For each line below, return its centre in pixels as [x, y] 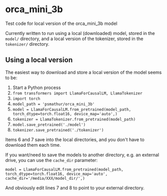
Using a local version [39, 60]
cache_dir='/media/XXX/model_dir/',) [45, 178]
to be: [11, 78]
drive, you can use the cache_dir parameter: [52, 160]
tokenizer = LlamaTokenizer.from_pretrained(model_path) [74, 119]
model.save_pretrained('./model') [49, 125]
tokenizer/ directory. [27, 44]
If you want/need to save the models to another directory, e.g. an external [82, 155]
